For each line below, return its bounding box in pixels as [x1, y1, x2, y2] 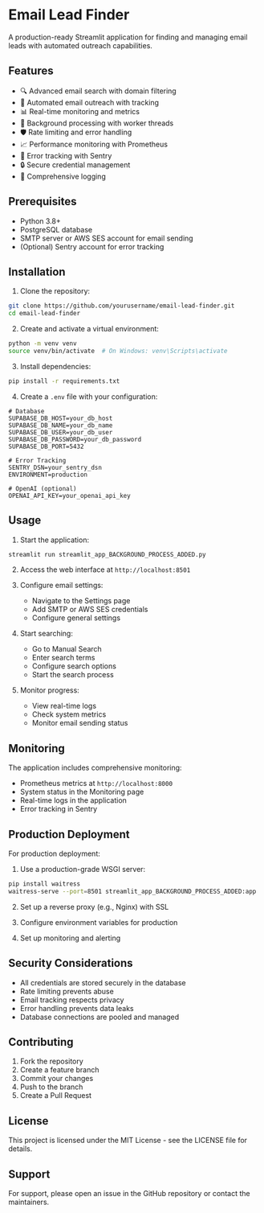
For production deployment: [8, 849, 100, 858]
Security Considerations [8, 956, 134, 970]
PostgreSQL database [19, 224, 93, 234]
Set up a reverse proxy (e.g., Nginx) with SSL [19, 902, 169, 911]
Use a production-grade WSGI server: [19, 865, 146, 874]
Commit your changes [19, 1074, 94, 1083]
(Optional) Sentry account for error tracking [19, 241, 164, 251]
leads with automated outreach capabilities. [8, 40, 152, 50]
